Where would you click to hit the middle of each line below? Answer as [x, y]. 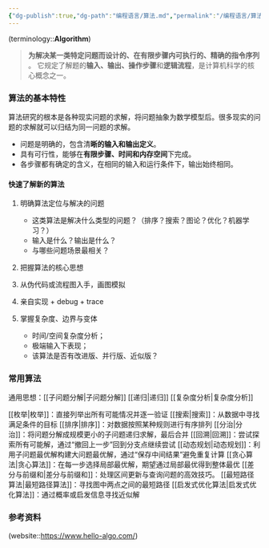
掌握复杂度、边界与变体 [58, 319]
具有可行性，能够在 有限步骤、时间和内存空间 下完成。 [108, 154]
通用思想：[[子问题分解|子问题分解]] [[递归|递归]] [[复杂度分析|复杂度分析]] [131, 397]
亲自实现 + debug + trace [62, 302]
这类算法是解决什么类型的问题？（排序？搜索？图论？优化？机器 [137, 221]
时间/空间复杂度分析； [68, 336]
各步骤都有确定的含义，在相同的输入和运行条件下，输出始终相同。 [128, 164]
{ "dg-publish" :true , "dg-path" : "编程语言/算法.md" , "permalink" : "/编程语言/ [130, 16]
